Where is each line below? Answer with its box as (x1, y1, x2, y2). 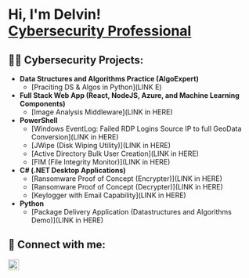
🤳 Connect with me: (8, 238, 106, 251)
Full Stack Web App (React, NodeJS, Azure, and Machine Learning (19, 91, 240, 99)
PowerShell (19, 116, 58, 125)
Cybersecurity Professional (8, 22, 192, 40)
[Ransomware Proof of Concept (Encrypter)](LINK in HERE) (31, 174, 223, 183)
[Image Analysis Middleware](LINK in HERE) (31, 107, 174, 117)
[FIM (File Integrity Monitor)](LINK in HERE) (31, 157, 171, 166)
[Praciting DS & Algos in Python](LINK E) (31, 82, 162, 92)
